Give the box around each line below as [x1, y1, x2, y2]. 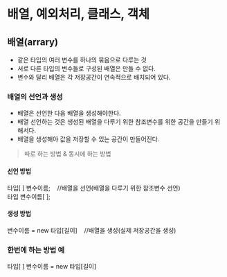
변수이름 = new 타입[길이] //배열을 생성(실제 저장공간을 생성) [7, 226, 176, 234]
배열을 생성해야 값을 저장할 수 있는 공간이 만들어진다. [17, 135, 160, 143]
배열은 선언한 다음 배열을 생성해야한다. [17, 109, 121, 118]
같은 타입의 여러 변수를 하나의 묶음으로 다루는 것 [17, 56, 147, 64]
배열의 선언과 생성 [7, 91, 64, 101]
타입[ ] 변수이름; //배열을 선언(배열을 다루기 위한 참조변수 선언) [7, 184, 181, 192]
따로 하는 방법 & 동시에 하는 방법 [24, 150, 111, 158]
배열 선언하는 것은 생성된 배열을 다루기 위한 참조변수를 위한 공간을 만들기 [17, 118, 213, 126]
